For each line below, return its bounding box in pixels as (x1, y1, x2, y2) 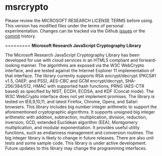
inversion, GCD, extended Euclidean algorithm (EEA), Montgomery (5, 119, 138, 125)
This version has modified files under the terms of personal (5, 22, 124, 28)
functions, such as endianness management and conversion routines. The (5, 130, 154, 136)
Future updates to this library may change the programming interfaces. (5, 145, 147, 151)
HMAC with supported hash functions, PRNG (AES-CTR (33, 83, 144, 89)
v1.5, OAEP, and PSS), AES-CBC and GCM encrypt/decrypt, (5, 78, 124, 84)
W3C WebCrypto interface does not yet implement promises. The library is (5, 93, 155, 99)
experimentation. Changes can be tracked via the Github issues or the (5, 28, 145, 34)
